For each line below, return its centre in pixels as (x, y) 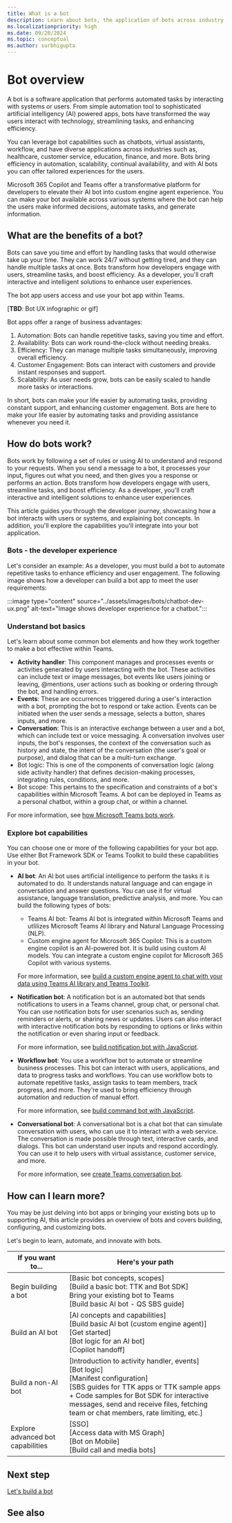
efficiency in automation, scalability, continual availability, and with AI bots (113, 164)
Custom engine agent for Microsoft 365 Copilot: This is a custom (119, 941)
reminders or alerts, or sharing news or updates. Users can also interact (119, 1019)
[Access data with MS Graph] (117, 1433)
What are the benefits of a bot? (75, 236)
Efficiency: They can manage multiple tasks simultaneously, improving (117, 350)
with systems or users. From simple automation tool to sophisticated (104, 106)
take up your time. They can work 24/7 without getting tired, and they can (112, 259)
